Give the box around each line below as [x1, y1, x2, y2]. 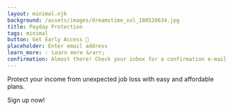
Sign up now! [7, 96, 45, 104]
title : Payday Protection [7, 23, 83, 30]
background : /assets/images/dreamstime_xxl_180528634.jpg [7, 17, 180, 24]
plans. [7, 82, 25, 91]
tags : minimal [7, 29, 49, 37]
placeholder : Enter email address [7, 43, 108, 50]
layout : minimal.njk [7, 10, 68, 17]
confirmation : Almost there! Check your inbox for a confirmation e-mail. [7, 56, 230, 63]
